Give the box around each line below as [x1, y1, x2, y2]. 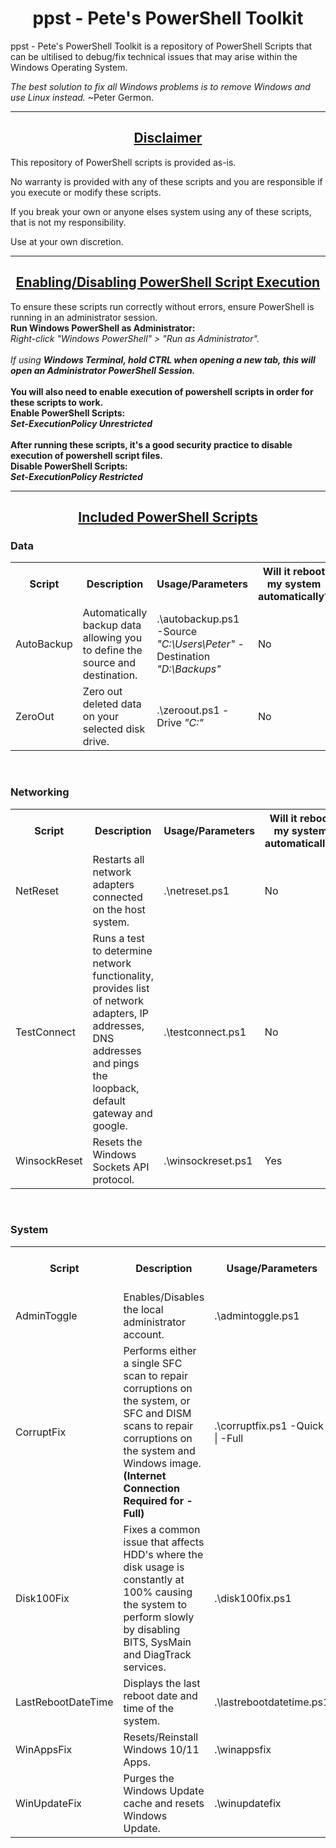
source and [82, 656, 137, 670]
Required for [123, 1493, 185, 1507]
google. [92, 1118, 128, 1132]
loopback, [92, 1081, 140, 1095]
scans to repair [123, 1418, 194, 1432]
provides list [92, 981, 150, 995]
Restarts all [92, 852, 145, 866]
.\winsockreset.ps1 [163, 1153, 253, 1167]
